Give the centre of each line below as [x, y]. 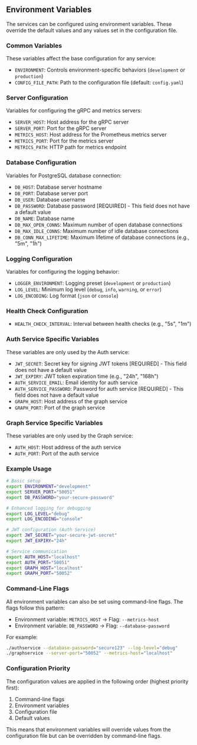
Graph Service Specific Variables [55, 423]
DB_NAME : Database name [45, 218]
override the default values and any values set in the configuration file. [92, 30]
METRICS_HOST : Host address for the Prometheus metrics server [91, 135]
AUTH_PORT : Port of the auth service [57, 453]
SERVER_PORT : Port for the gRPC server [60, 128]
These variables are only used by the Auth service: [68, 352]
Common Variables [34, 46]
